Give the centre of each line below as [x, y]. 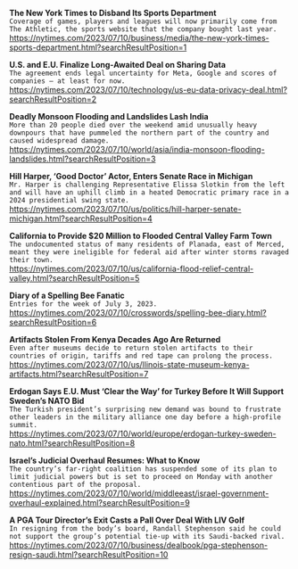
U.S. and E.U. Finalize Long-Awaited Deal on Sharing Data [117, 65]
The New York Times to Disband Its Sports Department [113, 13]
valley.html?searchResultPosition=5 [74, 278]
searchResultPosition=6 [53, 322]
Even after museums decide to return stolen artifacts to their [131, 348]
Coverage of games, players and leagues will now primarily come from [143, 21]
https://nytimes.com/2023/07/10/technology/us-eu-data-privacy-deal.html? [149, 90]
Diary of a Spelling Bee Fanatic [67, 295]
